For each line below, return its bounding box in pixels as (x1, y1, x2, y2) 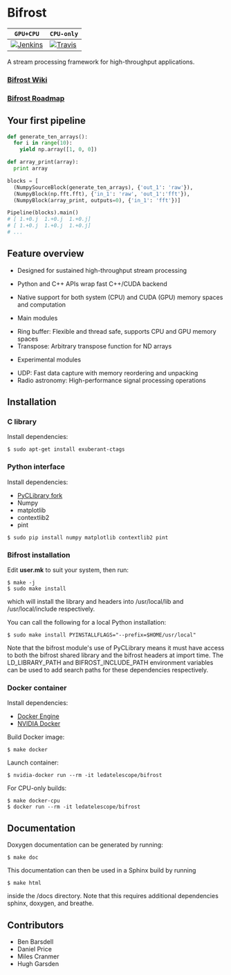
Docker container (7, 683, 67, 692)
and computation (17, 300, 66, 309)
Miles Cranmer (17, 952, 60, 960)
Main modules (17, 314, 58, 322)
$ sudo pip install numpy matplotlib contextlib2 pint (7, 534, 169, 541)
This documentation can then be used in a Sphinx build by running (7, 866, 196, 875)
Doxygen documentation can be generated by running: (7, 841, 164, 849)
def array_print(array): (7, 159, 79, 166)
